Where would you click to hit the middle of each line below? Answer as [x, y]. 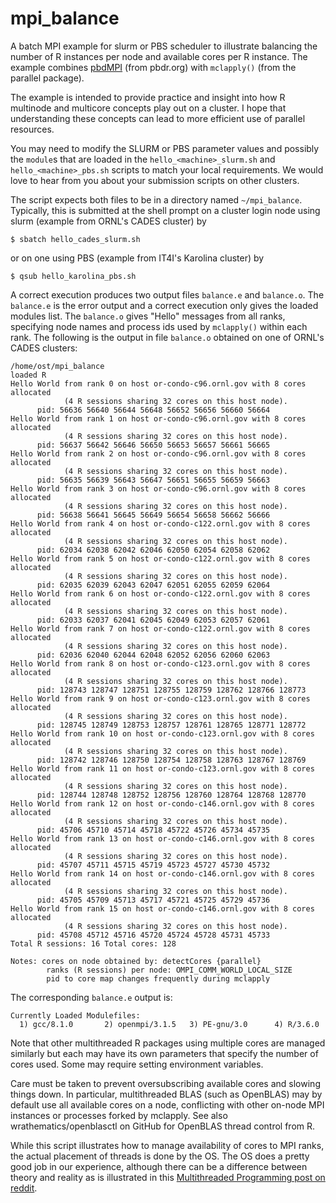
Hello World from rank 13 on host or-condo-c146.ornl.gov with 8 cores [162, 838]
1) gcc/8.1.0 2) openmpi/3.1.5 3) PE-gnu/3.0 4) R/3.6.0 [169, 1024]
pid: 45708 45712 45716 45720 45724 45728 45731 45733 [153, 935]
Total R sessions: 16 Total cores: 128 [93, 943]
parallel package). [47, 78]
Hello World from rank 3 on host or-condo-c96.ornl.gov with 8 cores [158, 488]
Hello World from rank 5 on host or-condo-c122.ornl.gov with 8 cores [160, 558]
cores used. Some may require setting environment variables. [137, 1064]
